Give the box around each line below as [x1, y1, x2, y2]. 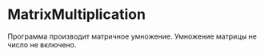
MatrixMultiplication [7, 6, 146, 24]
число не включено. [7, 39, 77, 49]
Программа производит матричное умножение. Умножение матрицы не [7, 32, 257, 41]
